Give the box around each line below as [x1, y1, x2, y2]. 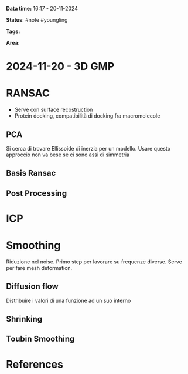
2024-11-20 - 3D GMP [6, 60, 115, 73]
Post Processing [6, 188, 67, 198]
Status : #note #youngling [6, 16, 68, 23]
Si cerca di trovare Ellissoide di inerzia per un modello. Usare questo [6, 145, 171, 152]
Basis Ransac [6, 168, 56, 178]
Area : [6, 39, 20, 46]
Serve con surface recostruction [14, 106, 93, 113]
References [6, 358, 63, 371]
